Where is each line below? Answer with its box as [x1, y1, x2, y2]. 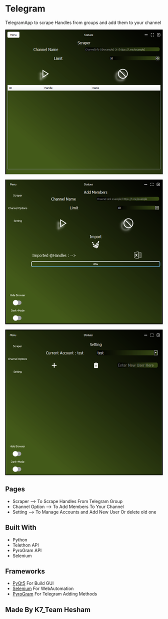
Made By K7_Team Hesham [5, 605, 91, 614]
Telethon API [12, 542, 39, 548]
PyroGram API [12, 547, 42, 553]
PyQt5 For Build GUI [12, 580, 54, 586]
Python [12, 536, 27, 542]
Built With [5, 523, 36, 532]
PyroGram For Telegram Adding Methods [12, 591, 97, 597]
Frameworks [5, 567, 45, 575]
